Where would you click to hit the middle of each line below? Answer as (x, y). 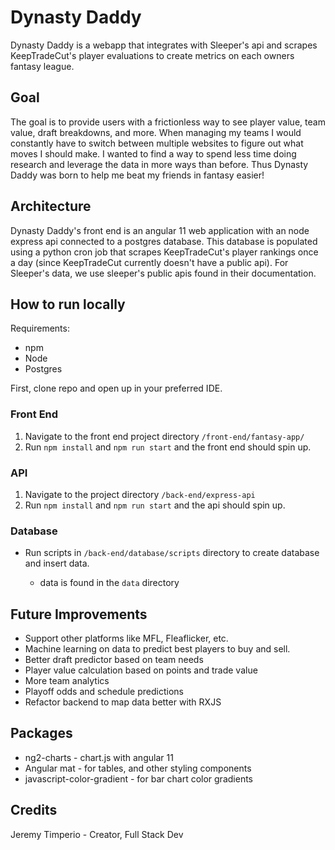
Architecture (51, 206)
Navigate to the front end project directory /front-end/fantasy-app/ (164, 436)
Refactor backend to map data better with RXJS (123, 702)
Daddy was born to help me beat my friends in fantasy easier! (137, 175)
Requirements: (40, 328)
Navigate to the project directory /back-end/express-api (140, 494)
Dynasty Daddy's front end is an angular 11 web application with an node (160, 230)
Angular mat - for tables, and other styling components (138, 768)
